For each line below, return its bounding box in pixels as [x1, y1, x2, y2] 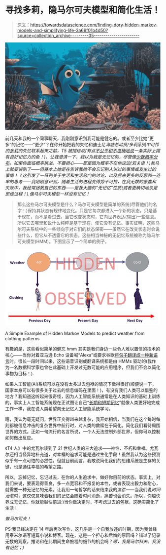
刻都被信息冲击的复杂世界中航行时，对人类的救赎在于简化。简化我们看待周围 [5, 423, 161, 429]
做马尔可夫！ [5, 515, 31, 521]
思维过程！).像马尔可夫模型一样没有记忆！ [5, 191, 90, 197]
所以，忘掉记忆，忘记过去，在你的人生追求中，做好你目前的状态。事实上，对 [5, 475, 161, 480]
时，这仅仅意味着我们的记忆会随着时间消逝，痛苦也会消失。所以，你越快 [14, 493, 161, 499]
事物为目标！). [5, 371, 34, 377]
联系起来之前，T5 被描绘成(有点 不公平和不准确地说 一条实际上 [31, 148, 156, 154]
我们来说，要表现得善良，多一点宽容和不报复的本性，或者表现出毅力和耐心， [5, 480, 161, 486]
